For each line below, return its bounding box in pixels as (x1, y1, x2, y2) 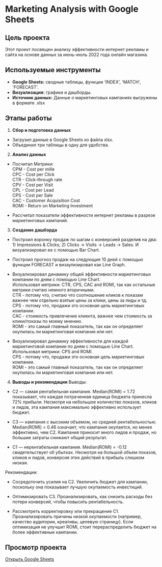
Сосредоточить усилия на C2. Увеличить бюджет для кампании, (12, 479, 148, 484)
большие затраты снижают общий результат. (12, 434, 108, 440)
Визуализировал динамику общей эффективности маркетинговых (12, 271, 151, 277)
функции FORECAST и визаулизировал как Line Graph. (12, 261, 126, 267)
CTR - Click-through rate (12, 176, 62, 182)
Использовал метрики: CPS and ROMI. (12, 348, 93, 354)
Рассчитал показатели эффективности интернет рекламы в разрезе (12, 212, 156, 218)
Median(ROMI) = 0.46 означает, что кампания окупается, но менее (12, 424, 152, 430)
